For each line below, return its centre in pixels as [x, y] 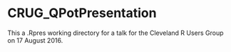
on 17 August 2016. [35, 40]
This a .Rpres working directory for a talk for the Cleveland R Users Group [115, 33]
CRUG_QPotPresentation [82, 13]
